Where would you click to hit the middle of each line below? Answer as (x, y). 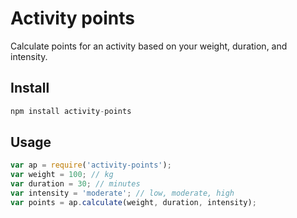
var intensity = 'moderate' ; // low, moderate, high (122, 193)
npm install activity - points (71, 111)
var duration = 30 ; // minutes (75, 184)
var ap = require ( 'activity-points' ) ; (91, 165)
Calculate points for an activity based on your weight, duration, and (149, 46)
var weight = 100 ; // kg (62, 175)
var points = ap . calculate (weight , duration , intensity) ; (133, 202)
